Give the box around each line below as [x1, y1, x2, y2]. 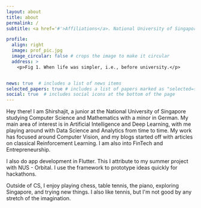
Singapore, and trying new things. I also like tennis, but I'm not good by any [6, 188, 192, 195]
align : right [11, 42, 44, 48]
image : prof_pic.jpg [11, 47, 63, 54]
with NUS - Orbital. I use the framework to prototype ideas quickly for [6, 164, 178, 171]
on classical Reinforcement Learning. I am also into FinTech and [6, 140, 163, 147]
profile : [6, 37, 28, 43]
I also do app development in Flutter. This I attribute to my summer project [6, 158, 188, 165]
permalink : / [6, 20, 39, 26]
